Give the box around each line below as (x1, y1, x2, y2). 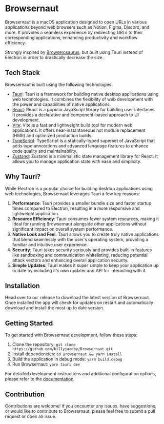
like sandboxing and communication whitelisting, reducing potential (12, 252, 148, 258)
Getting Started (5, 319, 53, 327)
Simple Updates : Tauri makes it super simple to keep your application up (12, 262, 159, 268)
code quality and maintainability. (12, 148, 78, 154)
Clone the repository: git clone (12, 342, 76, 347)
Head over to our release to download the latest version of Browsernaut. (5, 295, 150, 301)
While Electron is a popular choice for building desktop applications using (5, 185, 153, 191)
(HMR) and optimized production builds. (12, 132, 93, 138)
